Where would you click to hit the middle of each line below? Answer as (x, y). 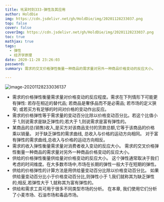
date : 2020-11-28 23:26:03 (32, 60)
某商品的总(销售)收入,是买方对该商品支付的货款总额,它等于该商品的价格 (83, 127)
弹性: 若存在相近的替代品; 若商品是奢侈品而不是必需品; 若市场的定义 (84, 103)
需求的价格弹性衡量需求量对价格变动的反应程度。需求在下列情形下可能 (83, 97)
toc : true (15, 37)
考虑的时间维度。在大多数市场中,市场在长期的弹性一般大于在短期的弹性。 (85, 164)
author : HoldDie (21, 14)
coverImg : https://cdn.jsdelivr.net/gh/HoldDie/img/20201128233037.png (79, 32)
